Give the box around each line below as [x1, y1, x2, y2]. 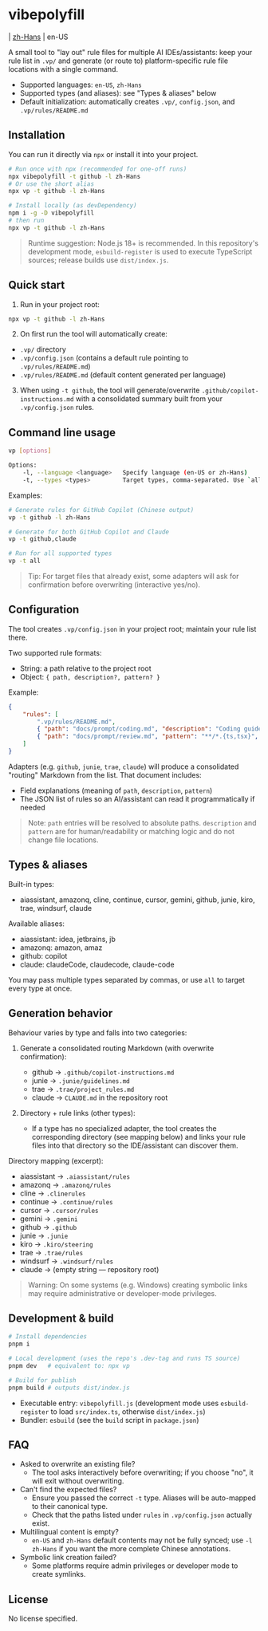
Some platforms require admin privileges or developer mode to [31, 1561, 238, 1570]
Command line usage [8, 425, 116, 439]
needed [19, 802, 45, 812]
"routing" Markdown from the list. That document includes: [8, 770, 202, 779]
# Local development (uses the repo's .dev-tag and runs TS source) [8, 1354, 241, 1363]
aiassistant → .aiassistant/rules [19, 1171, 130, 1181]
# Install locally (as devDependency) [8, 202, 137, 210]
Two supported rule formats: [8, 648, 102, 657]
